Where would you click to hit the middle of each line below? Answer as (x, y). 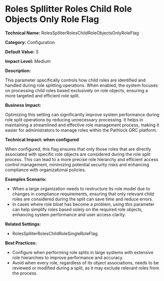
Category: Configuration (30, 42)
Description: (18, 70)
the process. (25, 273)
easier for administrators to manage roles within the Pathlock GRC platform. (81, 130)
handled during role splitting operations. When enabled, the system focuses (82, 85)
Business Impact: (23, 105)
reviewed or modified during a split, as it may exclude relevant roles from (86, 268)
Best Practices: (21, 243)
